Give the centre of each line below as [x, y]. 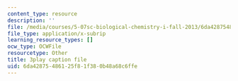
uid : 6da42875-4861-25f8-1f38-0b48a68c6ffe [73, 66]
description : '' [31, 20]
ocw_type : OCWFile [34, 46]
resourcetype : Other [38, 54]
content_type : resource [42, 14]
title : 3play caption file [47, 60]
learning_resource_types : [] [50, 40]
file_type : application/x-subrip [57, 33]
